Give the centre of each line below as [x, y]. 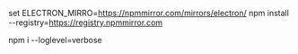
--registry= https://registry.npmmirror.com [86, 22]
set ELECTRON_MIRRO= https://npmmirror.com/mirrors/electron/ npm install [149, 13]
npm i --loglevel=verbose [55, 40]
